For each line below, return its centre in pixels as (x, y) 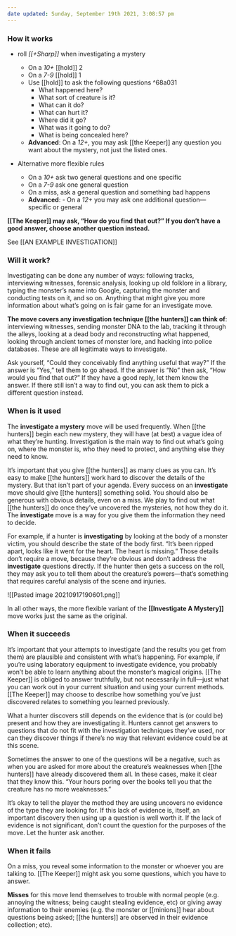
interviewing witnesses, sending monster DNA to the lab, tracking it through (117, 327)
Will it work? (29, 260)
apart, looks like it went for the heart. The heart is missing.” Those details (113, 551)
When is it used (34, 411)
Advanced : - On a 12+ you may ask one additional (100, 199)
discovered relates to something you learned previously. (88, 701)
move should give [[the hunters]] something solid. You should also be (108, 492)
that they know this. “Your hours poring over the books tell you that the (110, 781)
